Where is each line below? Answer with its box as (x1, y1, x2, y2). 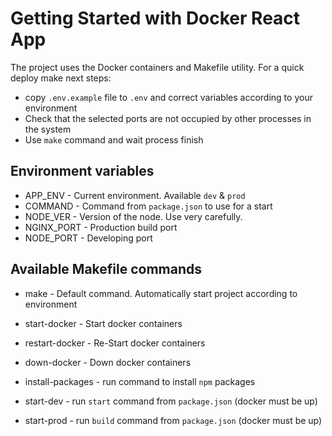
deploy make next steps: (10, 72, 112, 84)
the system (24, 123, 72, 135)
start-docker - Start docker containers (24, 317, 183, 329)
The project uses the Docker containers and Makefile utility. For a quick (10, 61, 305, 73)
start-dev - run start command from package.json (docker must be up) (24, 395, 318, 407)
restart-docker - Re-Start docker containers (24, 337, 206, 349)
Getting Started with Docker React (10, 7, 301, 30)
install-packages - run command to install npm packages (24, 375, 256, 387)
